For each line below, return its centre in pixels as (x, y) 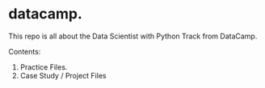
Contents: (25, 51)
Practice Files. (44, 67)
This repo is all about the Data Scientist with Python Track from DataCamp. (133, 36)
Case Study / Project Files (63, 75)
